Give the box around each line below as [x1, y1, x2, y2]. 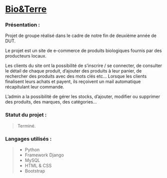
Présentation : [5, 21, 40, 28]
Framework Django [24, 152, 64, 158]
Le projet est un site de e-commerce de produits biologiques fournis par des [5, 47, 162, 53]
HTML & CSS [24, 162, 52, 168]
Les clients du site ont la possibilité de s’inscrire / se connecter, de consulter [5, 62, 163, 68]
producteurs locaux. [5, 53, 47, 59]
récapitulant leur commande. [5, 84, 64, 90]
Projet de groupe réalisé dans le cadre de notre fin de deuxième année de [5, 32, 157, 38]
